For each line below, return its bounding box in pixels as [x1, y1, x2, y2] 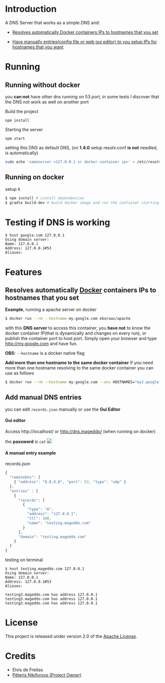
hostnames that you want [12, 44, 64, 50]
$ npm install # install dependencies [5, 196, 84, 200]
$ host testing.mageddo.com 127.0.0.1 [5, 567, 84, 571]
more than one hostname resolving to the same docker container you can [5, 365, 154, 371]
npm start [5, 136, 26, 141]
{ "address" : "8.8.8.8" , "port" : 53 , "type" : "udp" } [14, 480, 126, 484]
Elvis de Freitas [12, 667, 43, 673]
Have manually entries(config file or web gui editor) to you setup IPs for [12, 38, 157, 45]
